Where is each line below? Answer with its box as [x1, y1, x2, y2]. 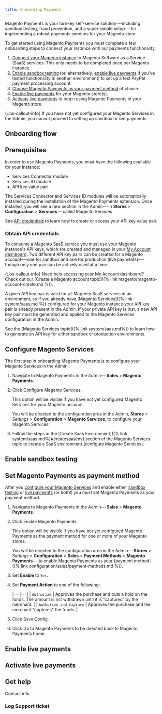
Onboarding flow [5, 129, 57, 138]
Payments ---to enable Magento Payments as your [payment [12, 558, 133, 564]
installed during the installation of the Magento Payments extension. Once [5, 198, 152, 204]
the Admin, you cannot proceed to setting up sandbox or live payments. [5, 115, 148, 121]
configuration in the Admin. [5, 317, 59, 322]
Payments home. [12, 631, 46, 636]
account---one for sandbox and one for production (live [5, 256, 116, 262]
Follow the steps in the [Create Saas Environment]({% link [12, 430, 128, 436]
